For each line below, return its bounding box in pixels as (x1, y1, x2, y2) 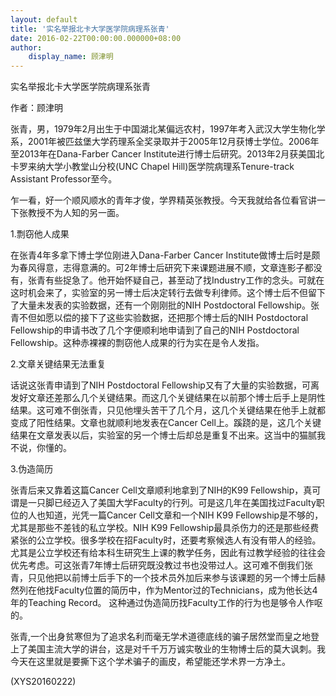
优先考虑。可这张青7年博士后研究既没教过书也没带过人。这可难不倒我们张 (10, 559, 313, 571)
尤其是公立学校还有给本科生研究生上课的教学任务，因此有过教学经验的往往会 (10, 547, 326, 559)
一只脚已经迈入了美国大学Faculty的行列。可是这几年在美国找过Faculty (27, 497, 317, 509)
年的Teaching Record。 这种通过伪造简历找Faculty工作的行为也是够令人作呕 (10, 597, 323, 609)
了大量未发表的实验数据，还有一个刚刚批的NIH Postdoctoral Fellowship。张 (10, 299, 320, 311)
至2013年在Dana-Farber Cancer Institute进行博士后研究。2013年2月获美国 (10, 148, 317, 160)
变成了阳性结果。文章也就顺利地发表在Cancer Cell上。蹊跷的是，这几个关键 (10, 417, 322, 429)
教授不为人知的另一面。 (27, 207, 125, 219)
